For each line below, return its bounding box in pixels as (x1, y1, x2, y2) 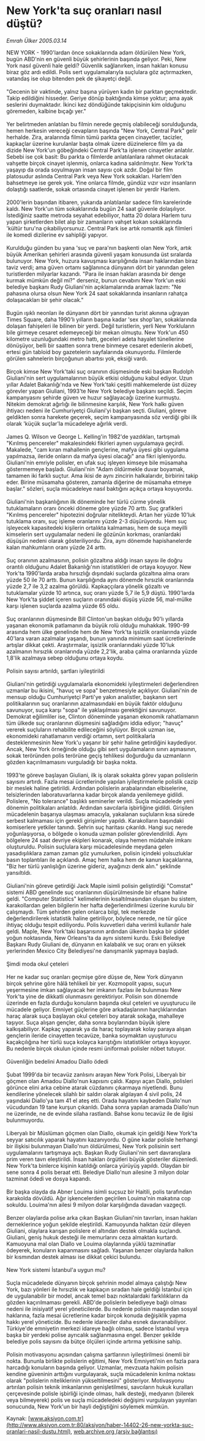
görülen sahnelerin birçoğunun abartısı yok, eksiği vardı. (6, 355, 148, 362)
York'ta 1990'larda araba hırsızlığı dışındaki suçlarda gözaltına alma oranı (6, 569, 190, 577)
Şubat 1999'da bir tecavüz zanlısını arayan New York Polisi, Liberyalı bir (6, 1070, 187, 1078)
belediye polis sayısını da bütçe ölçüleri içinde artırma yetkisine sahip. (6, 1337, 182, 1345)
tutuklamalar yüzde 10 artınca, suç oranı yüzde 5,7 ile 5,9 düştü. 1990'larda (6, 589, 195, 596)
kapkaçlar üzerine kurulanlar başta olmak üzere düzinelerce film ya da (6, 140, 184, 147)
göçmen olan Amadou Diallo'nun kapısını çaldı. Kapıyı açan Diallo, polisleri (6, 1077, 193, 1084)
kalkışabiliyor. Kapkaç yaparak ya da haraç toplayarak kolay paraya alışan (6, 1025, 192, 1032)
